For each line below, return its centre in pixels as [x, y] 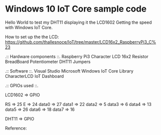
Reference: [16, 128]
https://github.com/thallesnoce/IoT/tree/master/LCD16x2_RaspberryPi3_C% [80, 42]
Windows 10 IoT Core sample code [76, 9]
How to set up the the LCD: [32, 37]
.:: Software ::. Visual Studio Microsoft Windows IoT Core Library [69, 71]
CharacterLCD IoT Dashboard [34, 76]
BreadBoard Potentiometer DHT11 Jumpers [48, 61]
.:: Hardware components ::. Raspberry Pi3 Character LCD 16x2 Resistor [77, 56]
